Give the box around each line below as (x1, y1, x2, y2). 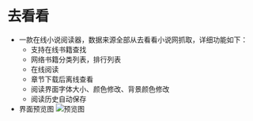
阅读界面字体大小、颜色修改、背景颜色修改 (30, 84, 170, 93)
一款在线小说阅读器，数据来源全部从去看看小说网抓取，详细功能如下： (18, 35, 248, 44)
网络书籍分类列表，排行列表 (30, 55, 122, 64)
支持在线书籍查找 (30, 44, 87, 54)
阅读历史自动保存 (30, 94, 87, 104)
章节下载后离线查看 (30, 74, 94, 84)
